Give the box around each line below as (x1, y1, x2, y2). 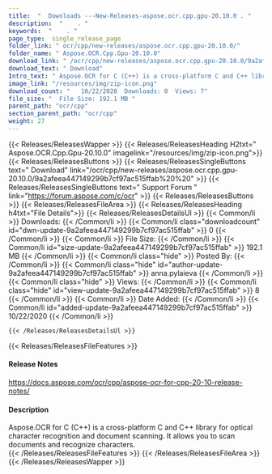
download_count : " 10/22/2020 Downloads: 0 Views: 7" (8, 87, 208, 95)
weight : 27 (8, 117, 45, 125)
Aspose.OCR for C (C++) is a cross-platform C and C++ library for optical (8, 422, 253, 433)
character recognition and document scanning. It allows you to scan (8, 431, 236, 441)
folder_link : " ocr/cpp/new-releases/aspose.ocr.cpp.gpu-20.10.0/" (8, 42, 241, 50)
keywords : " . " (8, 27, 79, 35)
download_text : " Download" (8, 65, 104, 73)
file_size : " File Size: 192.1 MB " (8, 95, 136, 103)
